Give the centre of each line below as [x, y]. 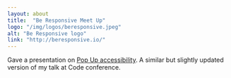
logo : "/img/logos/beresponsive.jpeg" [64, 27]
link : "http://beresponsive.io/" [57, 40]
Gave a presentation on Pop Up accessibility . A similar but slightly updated [115, 60]
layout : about [28, 14]
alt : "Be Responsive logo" [47, 33]
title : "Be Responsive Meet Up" [57, 20]
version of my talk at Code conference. [64, 67]
